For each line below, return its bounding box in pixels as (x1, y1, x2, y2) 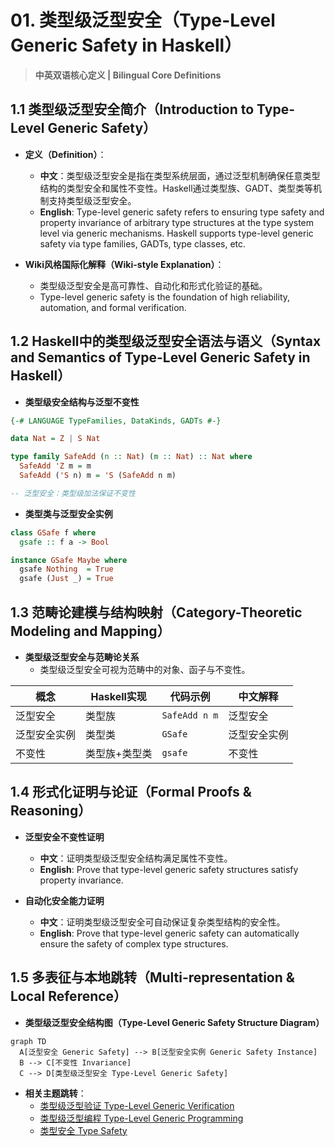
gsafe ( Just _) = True (19, 574, 114, 584)
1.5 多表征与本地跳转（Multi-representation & (10, 969, 295, 986)
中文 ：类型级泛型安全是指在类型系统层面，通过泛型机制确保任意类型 (39, 169, 321, 181)
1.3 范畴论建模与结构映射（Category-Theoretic (10, 604, 303, 621)
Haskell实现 (90, 690, 147, 703)
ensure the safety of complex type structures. (39, 937, 229, 950)
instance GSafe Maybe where (10, 555, 128, 565)
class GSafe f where (10, 527, 97, 538)
